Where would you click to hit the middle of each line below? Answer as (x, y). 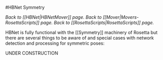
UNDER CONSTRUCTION (32, 53)
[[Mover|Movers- (121, 17)
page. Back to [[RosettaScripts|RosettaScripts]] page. (97, 23)
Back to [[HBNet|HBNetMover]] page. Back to (53, 17)
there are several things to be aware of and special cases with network (80, 38)
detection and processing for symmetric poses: (55, 43)
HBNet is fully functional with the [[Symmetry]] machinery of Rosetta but (81, 32)
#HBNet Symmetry (25, 7)
